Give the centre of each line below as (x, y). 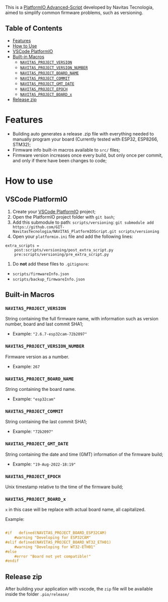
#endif (12, 561)
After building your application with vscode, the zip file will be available (79, 589)
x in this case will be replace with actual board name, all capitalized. (75, 510)
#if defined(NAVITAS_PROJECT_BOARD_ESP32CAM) (56, 533)
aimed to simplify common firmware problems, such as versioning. (74, 13)
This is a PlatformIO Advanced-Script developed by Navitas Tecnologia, (79, 7)
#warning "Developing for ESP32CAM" (53, 538)
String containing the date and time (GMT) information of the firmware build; (84, 454)
